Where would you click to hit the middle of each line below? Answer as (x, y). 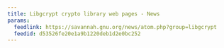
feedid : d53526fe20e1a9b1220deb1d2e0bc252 (77, 34)
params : (19, 20)
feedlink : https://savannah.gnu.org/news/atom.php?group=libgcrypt (116, 27)
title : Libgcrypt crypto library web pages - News (84, 14)
